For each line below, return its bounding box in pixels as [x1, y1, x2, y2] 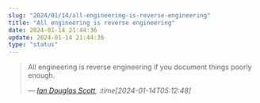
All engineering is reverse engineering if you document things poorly [27, 62, 252, 72]
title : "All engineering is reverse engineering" [8, 19, 176, 27]
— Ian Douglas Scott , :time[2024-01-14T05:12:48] [27, 86, 192, 95]
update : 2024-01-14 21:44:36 [8, 33, 105, 42]
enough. [27, 71, 55, 80]
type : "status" [8, 41, 59, 49]
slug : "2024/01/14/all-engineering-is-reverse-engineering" [8, 11, 212, 20]
